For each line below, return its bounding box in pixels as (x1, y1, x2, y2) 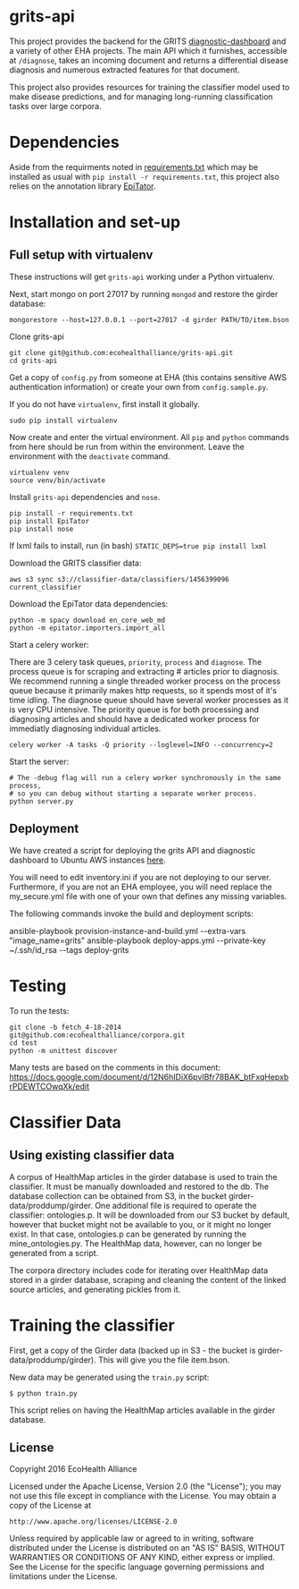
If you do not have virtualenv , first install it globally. (9, 398, 201, 409)
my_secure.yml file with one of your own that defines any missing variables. (9, 890, 287, 901)
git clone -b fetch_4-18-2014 (9, 1023, 122, 1032)
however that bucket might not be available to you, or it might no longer (9, 1219, 272, 1229)
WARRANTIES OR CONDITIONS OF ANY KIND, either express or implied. (9, 1552, 275, 1563)
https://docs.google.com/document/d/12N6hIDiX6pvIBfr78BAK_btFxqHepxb (9, 1071, 289, 1082)
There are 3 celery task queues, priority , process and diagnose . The (9, 656, 262, 667)
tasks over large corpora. (9, 100, 102, 111)
